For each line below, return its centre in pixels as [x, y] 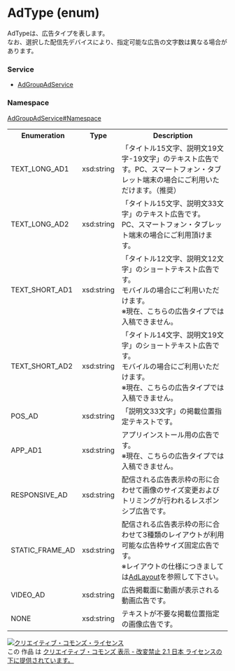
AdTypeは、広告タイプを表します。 [58, 33]
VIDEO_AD [28, 595]
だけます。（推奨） [151, 190]
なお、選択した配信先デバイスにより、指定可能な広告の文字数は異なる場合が [117, 42]
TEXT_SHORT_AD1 [42, 290]
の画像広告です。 [149, 624]
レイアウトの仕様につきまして [175, 566]
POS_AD [24, 416]
